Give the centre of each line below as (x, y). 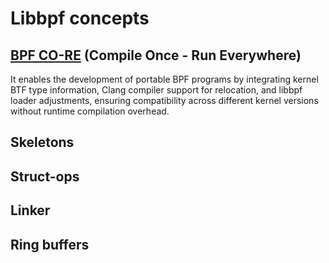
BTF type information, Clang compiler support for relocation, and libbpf (156, 90)
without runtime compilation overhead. (90, 111)
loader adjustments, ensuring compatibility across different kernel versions (164, 100)
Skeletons (42, 142)
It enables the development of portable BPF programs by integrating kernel (164, 79)
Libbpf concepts (80, 18)
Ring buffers (50, 244)
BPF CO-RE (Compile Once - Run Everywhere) (156, 55)
